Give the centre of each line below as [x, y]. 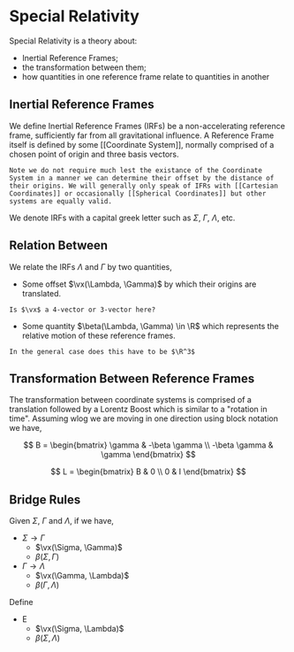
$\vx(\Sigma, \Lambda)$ [79, 629]
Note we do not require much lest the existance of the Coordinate [136, 170]
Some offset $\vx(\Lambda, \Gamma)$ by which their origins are [139, 284]
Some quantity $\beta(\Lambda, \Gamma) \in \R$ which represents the [151, 326]
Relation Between [59, 245]
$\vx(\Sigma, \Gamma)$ [79, 548]
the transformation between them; [84, 67]
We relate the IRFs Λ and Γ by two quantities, [90, 266]
